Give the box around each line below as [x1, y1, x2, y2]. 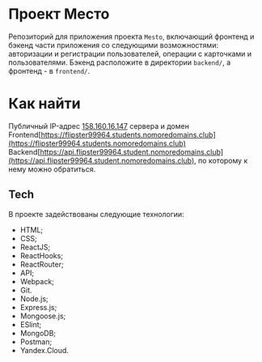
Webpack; [19, 276, 55, 286]
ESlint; [19, 319, 42, 329]
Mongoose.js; [19, 311, 66, 321]
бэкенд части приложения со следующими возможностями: [8, 40, 218, 49]
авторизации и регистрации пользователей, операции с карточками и [8, 49, 252, 58]
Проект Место [8, 5, 110, 23]
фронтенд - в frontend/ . [8, 66, 91, 75]
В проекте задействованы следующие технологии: [8, 209, 184, 219]
